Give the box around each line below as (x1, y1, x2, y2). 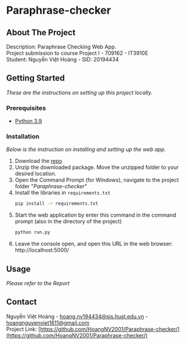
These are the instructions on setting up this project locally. (6, 89, 153, 96)
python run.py (14, 229, 50, 236)
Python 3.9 (14, 118, 42, 125)
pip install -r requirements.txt (14, 201, 99, 207)
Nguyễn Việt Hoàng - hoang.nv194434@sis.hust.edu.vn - (6, 313, 148, 320)
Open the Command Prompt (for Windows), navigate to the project (14, 177, 179, 184)
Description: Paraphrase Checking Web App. (6, 43, 117, 50)
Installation (6, 133, 40, 141)
